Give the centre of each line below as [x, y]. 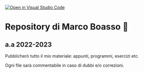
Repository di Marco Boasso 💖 [67, 27]
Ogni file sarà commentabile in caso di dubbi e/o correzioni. [65, 65]
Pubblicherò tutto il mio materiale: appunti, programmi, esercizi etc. [72, 56]
